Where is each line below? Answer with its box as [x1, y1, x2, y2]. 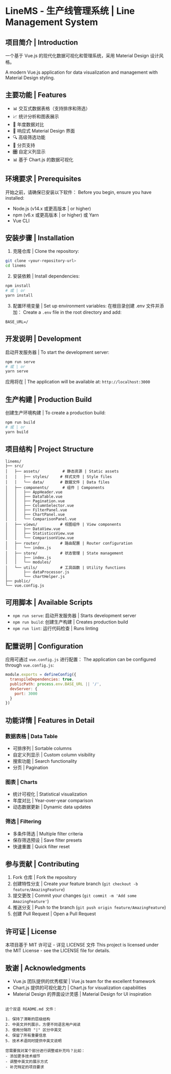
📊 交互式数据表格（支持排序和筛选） [12, 105, 90, 111]
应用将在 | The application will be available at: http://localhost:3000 [5, 379, 151, 385]
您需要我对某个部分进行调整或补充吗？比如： [5, 1048, 85, 1053]
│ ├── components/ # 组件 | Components [5, 485, 105, 490]
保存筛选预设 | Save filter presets [12, 837, 82, 843]
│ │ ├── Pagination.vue [5, 498, 65, 504]
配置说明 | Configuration [5, 641, 83, 651]
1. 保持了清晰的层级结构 [5, 1016, 51, 1022]
